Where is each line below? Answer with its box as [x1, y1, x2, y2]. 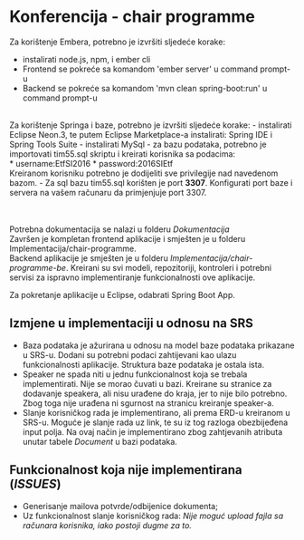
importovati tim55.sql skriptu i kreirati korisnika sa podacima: [9, 148, 236, 159]
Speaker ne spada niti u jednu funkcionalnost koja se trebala [22, 369, 248, 380]
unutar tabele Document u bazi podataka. [22, 436, 178, 447]
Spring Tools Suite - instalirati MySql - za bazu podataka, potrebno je [9, 139, 267, 149]
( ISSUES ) [9, 477, 62, 492]
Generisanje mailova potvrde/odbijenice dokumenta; [22, 500, 219, 511]
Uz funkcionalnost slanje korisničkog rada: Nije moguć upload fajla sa [22, 510, 283, 521]
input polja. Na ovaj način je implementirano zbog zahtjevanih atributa [22, 426, 283, 437]
